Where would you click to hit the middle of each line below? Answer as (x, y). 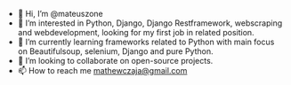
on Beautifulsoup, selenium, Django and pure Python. (115, 51)
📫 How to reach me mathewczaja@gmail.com (102, 70)
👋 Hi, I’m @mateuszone (61, 14)
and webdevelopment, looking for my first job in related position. (136, 32)
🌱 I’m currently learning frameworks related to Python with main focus (146, 42)
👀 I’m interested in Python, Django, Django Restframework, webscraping (150, 23)
